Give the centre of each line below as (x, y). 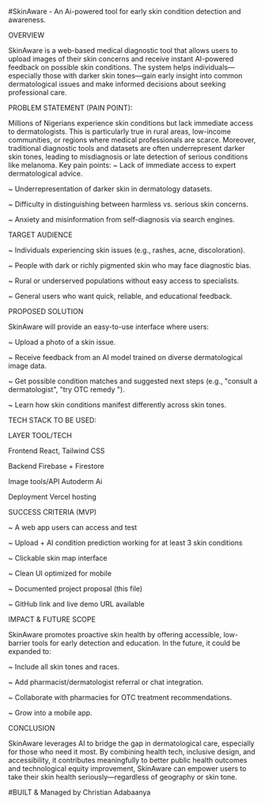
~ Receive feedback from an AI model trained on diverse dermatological (125, 357)
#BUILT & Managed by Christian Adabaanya (79, 792)
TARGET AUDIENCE (40, 235)
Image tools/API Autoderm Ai (55, 481)
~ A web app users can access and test (73, 527)
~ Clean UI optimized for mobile (60, 573)
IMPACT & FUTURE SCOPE (52, 619)
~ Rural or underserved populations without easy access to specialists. (124, 281)
